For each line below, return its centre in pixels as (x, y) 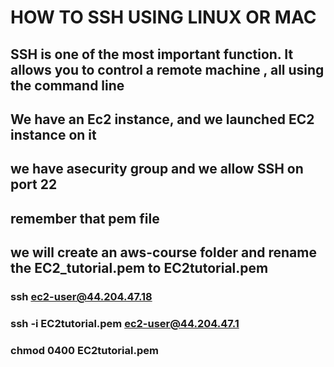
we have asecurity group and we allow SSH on (157, 169)
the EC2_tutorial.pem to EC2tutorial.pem (139, 268)
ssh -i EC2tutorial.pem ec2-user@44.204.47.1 (125, 323)
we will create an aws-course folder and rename (163, 252)
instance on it (53, 134)
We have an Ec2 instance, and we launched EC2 (162, 119)
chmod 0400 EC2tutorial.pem (84, 350)
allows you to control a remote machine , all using (167, 69)
